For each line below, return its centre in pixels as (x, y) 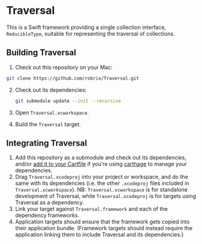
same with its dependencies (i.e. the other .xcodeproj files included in (102, 183)
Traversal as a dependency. (50, 202)
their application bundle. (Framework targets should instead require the (104, 228)
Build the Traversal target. (48, 124)
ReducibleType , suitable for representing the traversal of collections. (91, 33)
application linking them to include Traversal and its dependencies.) (99, 235)
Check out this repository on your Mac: (64, 67)
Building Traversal (41, 53)
